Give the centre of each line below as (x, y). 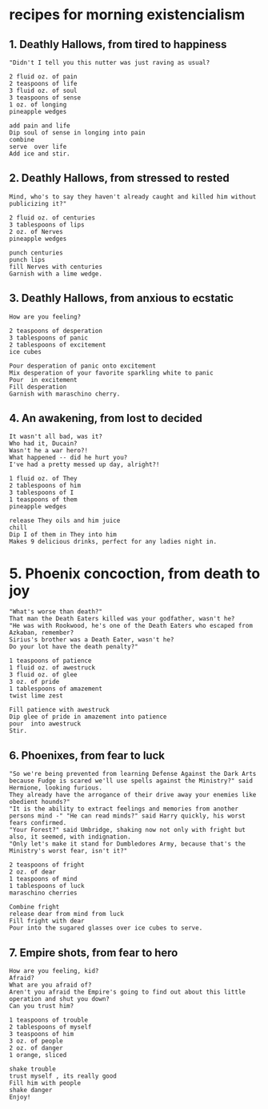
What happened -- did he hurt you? (68, 458)
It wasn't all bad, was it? (56, 437)
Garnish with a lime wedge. (56, 274)
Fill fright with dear (47, 921)
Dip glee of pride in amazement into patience (88, 717)
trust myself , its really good (63, 1076)
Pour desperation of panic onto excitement (83, 366)
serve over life (38, 147)
